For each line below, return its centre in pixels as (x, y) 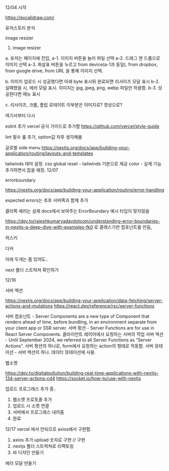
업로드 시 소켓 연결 (31, 406)
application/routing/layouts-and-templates (49, 153)
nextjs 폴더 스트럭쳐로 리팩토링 (43, 446)
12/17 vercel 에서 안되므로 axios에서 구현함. (48, 429)
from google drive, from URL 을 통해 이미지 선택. (54, 71)
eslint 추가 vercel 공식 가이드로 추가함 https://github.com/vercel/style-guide (82, 126)
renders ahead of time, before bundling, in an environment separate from (81, 322)
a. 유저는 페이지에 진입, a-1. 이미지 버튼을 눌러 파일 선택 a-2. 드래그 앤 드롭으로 (83, 58)
